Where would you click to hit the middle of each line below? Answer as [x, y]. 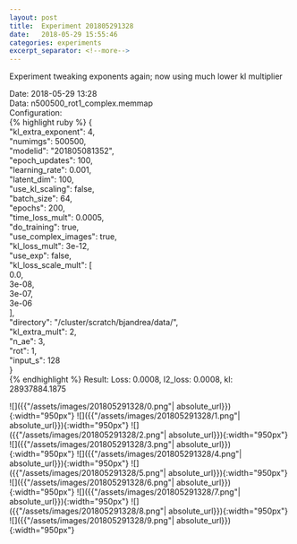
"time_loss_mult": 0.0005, [57, 218]
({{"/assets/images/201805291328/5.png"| [88, 473]
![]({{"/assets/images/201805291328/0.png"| [92, 406]
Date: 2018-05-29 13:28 [53, 94]
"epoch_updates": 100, [51, 160]
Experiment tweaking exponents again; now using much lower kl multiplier [146, 76]
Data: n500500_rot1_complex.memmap [81, 103]
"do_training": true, [44, 227]
